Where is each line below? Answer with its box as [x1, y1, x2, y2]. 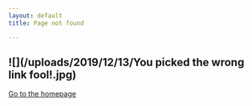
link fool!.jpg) [8, 68, 77, 81]
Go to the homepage [8, 89, 76, 99]
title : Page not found [8, 19, 84, 27]
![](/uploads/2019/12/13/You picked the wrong [8, 55, 245, 69]
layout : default [8, 11, 63, 20]
